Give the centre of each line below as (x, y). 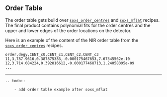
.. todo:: (15, 81)
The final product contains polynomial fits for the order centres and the (78, 25)
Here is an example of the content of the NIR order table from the (72, 40)
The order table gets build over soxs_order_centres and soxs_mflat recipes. (83, 20)
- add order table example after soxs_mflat (61, 89)
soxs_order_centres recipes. (34, 45)
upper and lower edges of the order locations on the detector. (68, 30)
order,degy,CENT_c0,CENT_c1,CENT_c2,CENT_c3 (52, 54)
